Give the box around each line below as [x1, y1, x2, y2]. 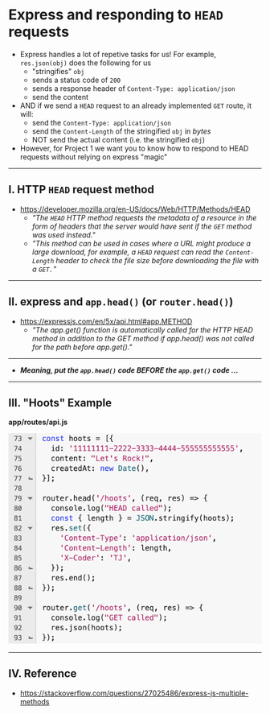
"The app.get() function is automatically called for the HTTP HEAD [31, 324, 253, 335]
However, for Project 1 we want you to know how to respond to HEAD [19, 143, 249, 153]
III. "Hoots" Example [8, 396, 112, 410]
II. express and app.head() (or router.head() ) [8, 295, 234, 309]
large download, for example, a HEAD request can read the [31, 247, 223, 257]
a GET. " [31, 264, 57, 274]
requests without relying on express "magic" [19, 151, 168, 162]
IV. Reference [8, 667, 77, 681]
